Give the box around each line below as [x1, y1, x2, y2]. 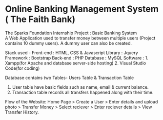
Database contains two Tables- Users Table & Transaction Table [5, 75, 134, 80]
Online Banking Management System [5, 3, 159, 15]
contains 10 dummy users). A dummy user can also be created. [5, 40, 132, 46]
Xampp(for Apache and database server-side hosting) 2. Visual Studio [5, 60, 146, 66]
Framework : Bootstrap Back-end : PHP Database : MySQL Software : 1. [5, 55, 149, 60]
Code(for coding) [5, 65, 40, 71]
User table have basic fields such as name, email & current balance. [12, 84, 149, 90]
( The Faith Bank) [5, 14, 76, 25]
